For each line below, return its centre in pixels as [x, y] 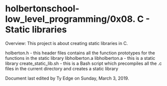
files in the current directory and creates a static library [62, 68]
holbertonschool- [42, 9]
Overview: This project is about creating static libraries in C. [67, 43]
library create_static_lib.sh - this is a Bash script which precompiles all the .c [83, 63]
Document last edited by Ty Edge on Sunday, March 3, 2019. [67, 78]
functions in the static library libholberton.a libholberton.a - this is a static [80, 58]
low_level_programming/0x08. [70, 19]
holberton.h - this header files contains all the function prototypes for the [80, 53]
